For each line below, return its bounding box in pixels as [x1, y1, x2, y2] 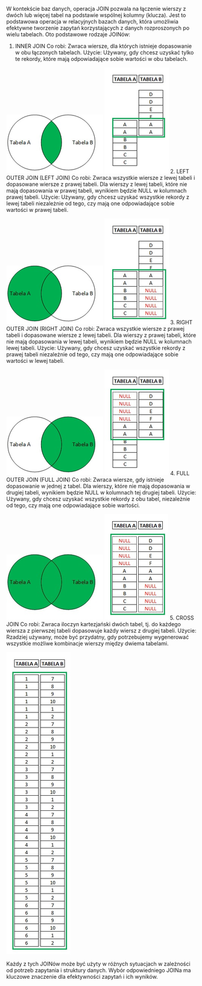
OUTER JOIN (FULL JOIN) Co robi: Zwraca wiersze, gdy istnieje [6, 476, 165, 483]
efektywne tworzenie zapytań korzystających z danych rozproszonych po [6, 24, 190, 31]
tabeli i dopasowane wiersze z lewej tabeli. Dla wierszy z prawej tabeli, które [6, 331, 197, 339]
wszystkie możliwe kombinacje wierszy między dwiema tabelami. [6, 640, 169, 647]
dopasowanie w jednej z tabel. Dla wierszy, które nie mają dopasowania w [6, 482, 191, 490]
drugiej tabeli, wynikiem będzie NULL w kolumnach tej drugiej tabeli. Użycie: [6, 489, 197, 496]
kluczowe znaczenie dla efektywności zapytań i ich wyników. [6, 973, 158, 980]
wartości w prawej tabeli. [6, 206, 69, 213]
